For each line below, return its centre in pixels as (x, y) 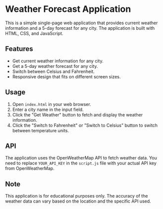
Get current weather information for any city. (58, 61)
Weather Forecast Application (68, 9)
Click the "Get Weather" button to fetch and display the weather (77, 114)
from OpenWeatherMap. (30, 168)
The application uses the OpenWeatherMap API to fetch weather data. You (81, 158)
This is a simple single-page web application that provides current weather (81, 23)
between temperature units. (41, 130)
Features (19, 49)
